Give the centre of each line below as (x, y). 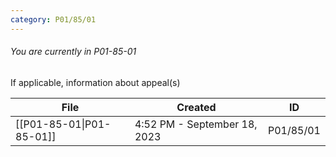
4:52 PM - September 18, (196, 124)
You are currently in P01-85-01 (73, 52)
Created (196, 107)
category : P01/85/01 (53, 19)
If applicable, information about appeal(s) (95, 82)
